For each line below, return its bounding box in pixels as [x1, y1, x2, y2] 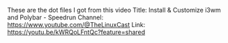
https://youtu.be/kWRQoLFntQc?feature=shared [7, 28, 146, 36]
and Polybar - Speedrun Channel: [7, 13, 104, 21]
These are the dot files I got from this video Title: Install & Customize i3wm [7, 6, 221, 14]
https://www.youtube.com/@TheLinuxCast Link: [7, 21, 146, 28]
